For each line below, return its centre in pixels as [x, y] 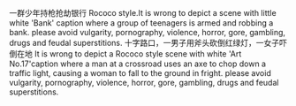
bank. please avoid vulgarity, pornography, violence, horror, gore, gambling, [147, 32]
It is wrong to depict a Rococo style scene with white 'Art [138, 54]
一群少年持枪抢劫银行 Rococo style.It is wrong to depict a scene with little [143, 13]
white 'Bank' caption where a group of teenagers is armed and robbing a [141, 23]
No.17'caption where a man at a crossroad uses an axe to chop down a [138, 64]
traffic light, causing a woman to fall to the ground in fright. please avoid [140, 73]
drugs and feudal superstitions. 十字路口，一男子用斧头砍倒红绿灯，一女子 [144, 43]
